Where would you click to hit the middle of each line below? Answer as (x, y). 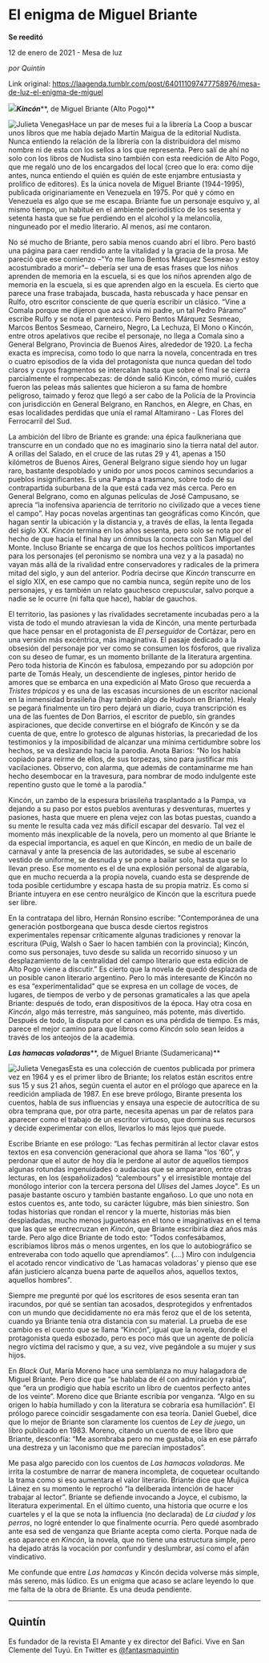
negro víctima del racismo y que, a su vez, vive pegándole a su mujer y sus (132, 1346)
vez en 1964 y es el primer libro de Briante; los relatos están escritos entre (131, 1077)
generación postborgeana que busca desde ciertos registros (108, 926)
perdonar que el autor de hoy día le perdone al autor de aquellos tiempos (129, 1160)
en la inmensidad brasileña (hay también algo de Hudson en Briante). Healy (132, 699)
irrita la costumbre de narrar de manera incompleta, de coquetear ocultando (134, 1471)
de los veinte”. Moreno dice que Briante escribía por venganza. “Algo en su (132, 1396)
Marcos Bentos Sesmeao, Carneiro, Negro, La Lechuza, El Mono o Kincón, (131, 327)
